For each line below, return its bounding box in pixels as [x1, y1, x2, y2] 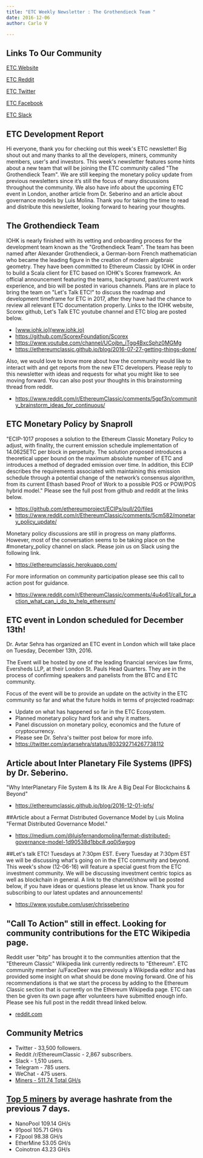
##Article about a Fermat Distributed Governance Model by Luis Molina [6, 814, 184, 821]
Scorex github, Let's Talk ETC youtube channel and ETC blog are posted [6, 308, 187, 315]
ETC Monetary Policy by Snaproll [6, 419, 133, 429]
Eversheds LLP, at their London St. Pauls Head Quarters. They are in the [6, 665, 186, 672]
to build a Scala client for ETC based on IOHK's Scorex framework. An [6, 269, 181, 277]
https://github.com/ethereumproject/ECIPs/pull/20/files [15, 505, 153, 512]
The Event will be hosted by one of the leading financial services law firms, [6, 659, 194, 666]
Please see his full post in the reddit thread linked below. [6, 999, 147, 1006]
